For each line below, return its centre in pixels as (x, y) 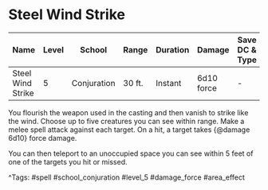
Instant (168, 83)
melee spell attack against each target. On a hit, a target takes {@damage (129, 130)
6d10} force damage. (43, 138)
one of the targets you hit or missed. (68, 161)
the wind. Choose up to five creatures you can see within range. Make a (126, 121)
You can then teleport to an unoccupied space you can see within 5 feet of (131, 153)
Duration (172, 49)
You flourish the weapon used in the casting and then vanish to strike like (128, 112)
